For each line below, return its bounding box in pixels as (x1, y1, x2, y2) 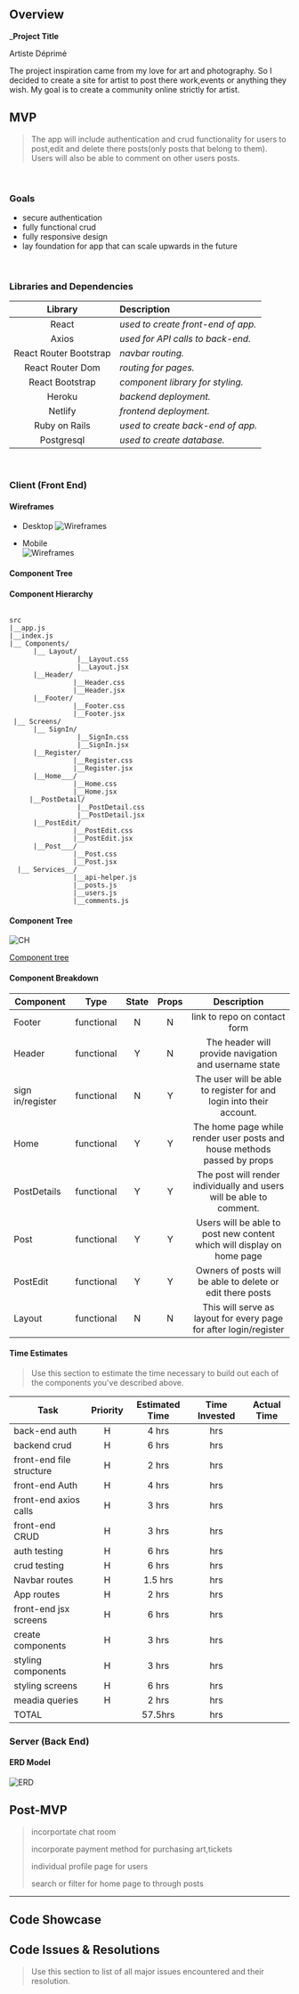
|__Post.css (72, 850, 117, 859)
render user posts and (192, 1131, 285, 1143)
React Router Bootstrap (13, 347, 111, 360)
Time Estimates (9, 1348, 69, 1359)
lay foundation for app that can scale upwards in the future (21, 240, 238, 251)
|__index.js (9, 631, 53, 640)
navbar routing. (119, 347, 184, 360)
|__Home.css (72, 779, 117, 789)
